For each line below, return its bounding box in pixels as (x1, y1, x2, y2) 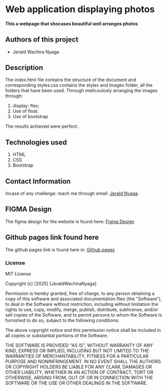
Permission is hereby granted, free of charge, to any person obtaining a (5, 290, 155, 296)
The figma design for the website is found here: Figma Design (5, 218, 135, 224)
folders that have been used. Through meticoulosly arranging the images (5, 88, 158, 94)
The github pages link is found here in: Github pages (5, 247, 115, 253)
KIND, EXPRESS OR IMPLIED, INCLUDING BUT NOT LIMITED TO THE (5, 347, 149, 354)
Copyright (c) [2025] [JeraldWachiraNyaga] (5, 280, 97, 287)
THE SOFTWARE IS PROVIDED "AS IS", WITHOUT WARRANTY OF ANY (5, 342, 153, 348)
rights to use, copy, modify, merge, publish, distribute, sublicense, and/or (5, 306, 158, 313)
